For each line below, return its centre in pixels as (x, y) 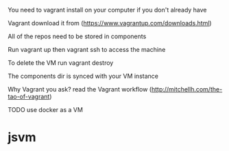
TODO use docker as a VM (45, 110)
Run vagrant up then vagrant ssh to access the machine (87, 50)
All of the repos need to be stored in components (77, 36)
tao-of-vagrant (29, 96)
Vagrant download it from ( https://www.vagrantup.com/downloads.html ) (110, 23)
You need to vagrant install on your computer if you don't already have (108, 10)
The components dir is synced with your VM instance (83, 76)
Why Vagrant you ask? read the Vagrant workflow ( (80, 89)
